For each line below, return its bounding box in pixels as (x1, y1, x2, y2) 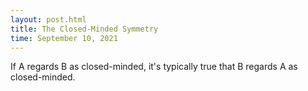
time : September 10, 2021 (10, 33, 118, 43)
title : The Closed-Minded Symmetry (10, 24, 159, 34)
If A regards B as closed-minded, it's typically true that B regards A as (10, 61, 298, 73)
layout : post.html (10, 14, 87, 25)
